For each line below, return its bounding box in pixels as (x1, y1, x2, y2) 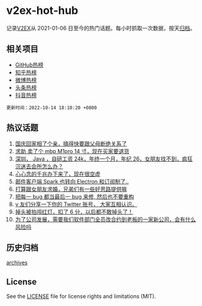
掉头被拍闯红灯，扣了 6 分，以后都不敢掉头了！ (15, 208, 133, 215)
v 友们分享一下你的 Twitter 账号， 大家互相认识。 (15, 201, 138, 208)
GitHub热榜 (15, 61, 44, 68)
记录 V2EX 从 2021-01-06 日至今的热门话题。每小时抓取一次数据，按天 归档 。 (6, 24, 196, 32)
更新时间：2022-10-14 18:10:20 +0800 (6, 104, 97, 111)
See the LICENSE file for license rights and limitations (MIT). (6, 293, 157, 300)
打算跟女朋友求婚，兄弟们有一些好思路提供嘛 (15, 185, 127, 193)
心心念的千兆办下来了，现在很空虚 (15, 170, 101, 178)
